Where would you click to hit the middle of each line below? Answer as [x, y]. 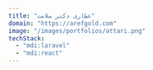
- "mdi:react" [39, 53]
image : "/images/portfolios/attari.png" [77, 31]
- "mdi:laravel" [43, 46]
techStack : [27, 38]
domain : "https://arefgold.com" [62, 23]
